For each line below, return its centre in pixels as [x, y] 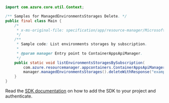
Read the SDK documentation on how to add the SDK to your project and [80, 91]
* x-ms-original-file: [40, 30]
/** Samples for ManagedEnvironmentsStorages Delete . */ [66, 16]
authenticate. [19, 96]
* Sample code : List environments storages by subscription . [82, 44]
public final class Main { [33, 21]
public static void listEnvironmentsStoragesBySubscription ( [79, 62]
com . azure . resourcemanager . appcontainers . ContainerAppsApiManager [94, 67]
